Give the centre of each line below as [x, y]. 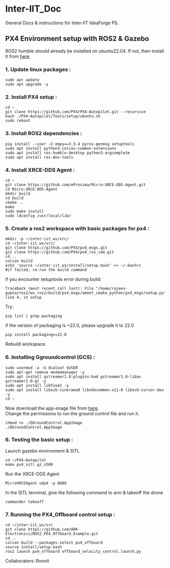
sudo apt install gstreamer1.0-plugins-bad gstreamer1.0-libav [73, 377]
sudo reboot [18, 121]
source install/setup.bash [34, 547]
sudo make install [25, 211]
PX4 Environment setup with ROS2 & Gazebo [77, 39]
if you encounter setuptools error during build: [53, 279]
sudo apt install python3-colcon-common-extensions [61, 148]
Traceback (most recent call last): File [50, 289]
